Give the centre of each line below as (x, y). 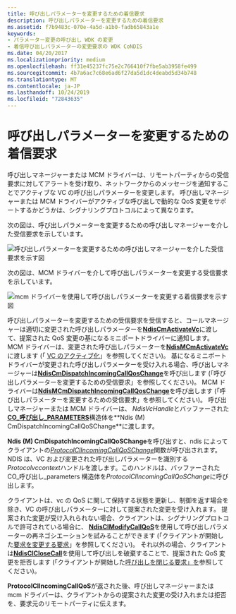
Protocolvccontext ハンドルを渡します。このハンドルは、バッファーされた (114, 467)
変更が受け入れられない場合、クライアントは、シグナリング (118, 518)
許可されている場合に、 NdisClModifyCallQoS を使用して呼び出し (114, 526)
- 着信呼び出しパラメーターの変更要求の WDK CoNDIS (75, 47)
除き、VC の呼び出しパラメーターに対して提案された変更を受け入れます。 (114, 509)
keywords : (22, 34)
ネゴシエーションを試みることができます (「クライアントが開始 (128, 535)
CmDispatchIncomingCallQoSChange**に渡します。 (83, 426)
